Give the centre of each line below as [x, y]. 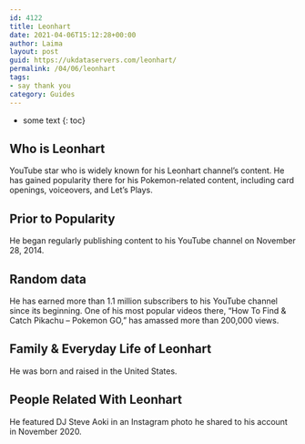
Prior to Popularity [62, 218]
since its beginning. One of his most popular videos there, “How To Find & [148, 310]
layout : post [34, 52]
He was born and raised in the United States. [93, 371]
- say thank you [40, 86]
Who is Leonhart [57, 148]
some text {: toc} [54, 120]
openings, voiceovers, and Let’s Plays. [81, 190]
